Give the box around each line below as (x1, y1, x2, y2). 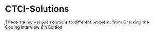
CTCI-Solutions (5, 3, 69, 14)
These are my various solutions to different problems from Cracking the (5, 19, 149, 25)
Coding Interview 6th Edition (5, 24, 63, 30)
